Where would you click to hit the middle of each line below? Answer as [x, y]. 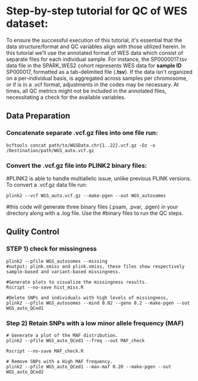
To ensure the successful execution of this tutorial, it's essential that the [94, 40]
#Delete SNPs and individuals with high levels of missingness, [87, 298]
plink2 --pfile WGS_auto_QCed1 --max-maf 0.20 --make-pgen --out [89, 367]
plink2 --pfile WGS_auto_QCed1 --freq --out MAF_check [76, 340]
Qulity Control [33, 232]
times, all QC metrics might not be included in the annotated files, [86, 91]
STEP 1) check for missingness [51, 249]
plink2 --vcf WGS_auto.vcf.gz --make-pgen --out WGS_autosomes [86, 196]
